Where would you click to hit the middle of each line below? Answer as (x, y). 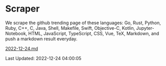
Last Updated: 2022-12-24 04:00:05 (43, 58)
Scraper (22, 9)
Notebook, (16, 33)
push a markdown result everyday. (41, 39)
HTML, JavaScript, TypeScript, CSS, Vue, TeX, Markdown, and (94, 33)
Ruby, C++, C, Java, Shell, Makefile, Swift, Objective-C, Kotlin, (70, 28)
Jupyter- (145, 28)
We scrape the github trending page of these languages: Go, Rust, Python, (83, 23)
